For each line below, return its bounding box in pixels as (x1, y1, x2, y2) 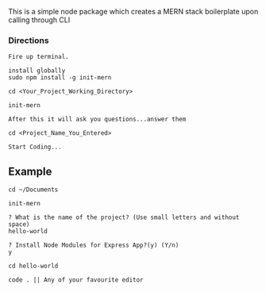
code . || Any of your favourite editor (8, 276, 145, 284)
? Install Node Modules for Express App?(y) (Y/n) (8, 241, 179, 249)
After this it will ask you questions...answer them (8, 115, 187, 124)
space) (8, 221, 30, 229)
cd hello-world (8, 262, 59, 271)
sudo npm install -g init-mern (8, 74, 112, 82)
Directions (8, 35, 49, 46)
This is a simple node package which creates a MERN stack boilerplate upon (8, 7, 259, 16)
